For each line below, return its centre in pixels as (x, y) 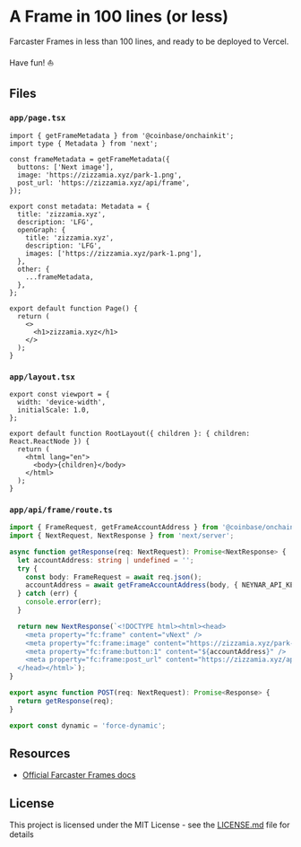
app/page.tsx (38, 118)
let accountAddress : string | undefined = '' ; (106, 560)
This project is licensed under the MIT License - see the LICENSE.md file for (150, 825)
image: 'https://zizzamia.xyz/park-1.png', (99, 175)
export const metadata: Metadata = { (80, 206)
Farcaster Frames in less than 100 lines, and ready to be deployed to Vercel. (149, 41)
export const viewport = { (60, 394)
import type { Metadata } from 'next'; (84, 144)
